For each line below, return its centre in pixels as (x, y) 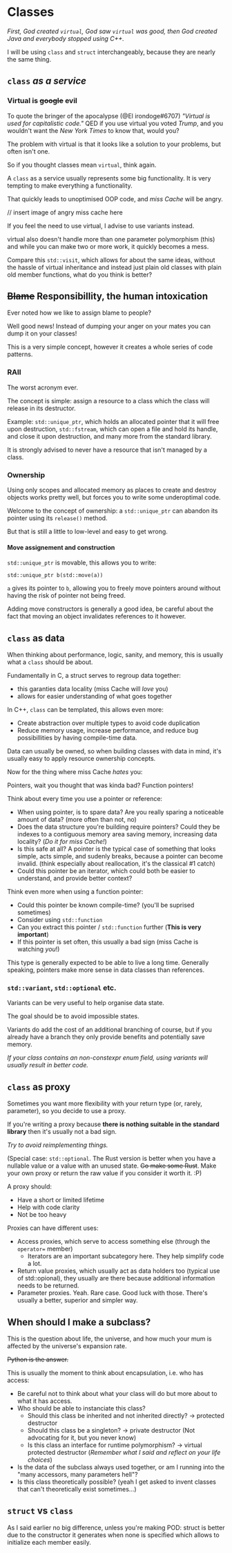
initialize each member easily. (49, 1542)
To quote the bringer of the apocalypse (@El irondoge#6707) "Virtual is (109, 116)
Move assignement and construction (61, 547)
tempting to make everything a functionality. (70, 185)
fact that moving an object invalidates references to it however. (97, 616)
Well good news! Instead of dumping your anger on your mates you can (109, 327)
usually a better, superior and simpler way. (77, 1301)
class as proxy (39, 1087)
